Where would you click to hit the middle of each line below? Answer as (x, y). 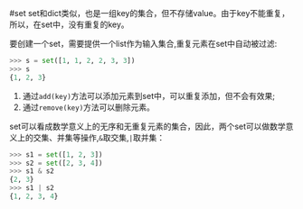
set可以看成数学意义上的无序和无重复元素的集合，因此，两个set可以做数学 (148, 126)
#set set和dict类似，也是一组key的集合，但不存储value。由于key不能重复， (150, 13)
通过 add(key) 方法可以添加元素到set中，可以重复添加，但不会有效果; (149, 95)
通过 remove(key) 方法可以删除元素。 (89, 107)
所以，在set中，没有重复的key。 (69, 24)
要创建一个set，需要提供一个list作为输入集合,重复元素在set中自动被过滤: (143, 44)
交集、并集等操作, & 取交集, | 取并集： (99, 137)
